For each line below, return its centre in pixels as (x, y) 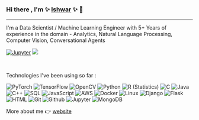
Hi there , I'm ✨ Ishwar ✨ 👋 (45, 9)
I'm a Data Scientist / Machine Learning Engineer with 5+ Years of (86, 28)
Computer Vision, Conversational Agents (56, 40)
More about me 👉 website (39, 111)
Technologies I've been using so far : (51, 76)
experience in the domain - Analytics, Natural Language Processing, (89, 34)
